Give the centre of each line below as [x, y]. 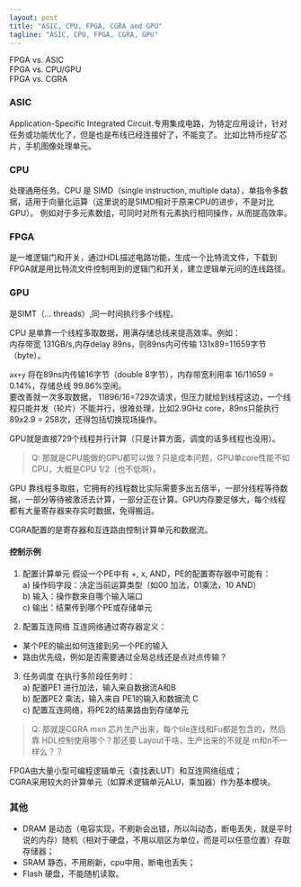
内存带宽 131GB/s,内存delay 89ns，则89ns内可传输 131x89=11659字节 [138, 344]
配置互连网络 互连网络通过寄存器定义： [94, 626]
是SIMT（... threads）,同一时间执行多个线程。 [94, 313]
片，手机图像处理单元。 [53, 146]
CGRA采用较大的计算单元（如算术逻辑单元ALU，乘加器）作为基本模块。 [142, 782]
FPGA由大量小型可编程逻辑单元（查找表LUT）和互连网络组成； [126, 770]
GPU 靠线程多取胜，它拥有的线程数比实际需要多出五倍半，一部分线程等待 [145, 488]
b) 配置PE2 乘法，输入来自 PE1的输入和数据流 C [111, 698]
